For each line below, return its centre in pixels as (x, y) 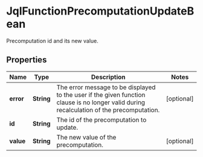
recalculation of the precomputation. (108, 110)
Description (108, 77)
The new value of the (86, 137)
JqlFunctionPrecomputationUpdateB (100, 11)
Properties (27, 60)
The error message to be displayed (106, 87)
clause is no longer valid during (101, 102)
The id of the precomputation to (101, 119)
